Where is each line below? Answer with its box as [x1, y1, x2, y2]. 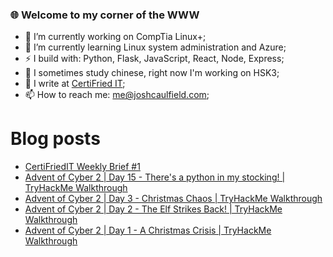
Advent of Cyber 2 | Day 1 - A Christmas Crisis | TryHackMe [24, 224, 272, 237]
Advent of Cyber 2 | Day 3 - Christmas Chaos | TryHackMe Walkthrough [24, 193, 323, 205]
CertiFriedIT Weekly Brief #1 [24, 161, 141, 173]
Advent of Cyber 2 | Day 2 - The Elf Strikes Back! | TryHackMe [24, 203, 283, 215]
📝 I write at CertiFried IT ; [24, 78, 126, 90]
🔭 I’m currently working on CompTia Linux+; [24, 31, 207, 43]
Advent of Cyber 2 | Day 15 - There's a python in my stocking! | [24, 171, 286, 183]
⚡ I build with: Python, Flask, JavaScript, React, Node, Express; [24, 53, 285, 65]
